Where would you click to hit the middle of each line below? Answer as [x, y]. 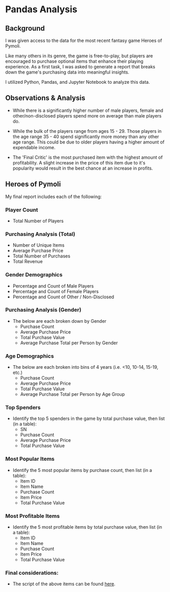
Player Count [22, 209]
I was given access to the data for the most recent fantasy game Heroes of [84, 40]
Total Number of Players [38, 221]
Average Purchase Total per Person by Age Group [73, 394]
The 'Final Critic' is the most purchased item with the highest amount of [88, 157]
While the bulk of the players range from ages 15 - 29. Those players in [87, 131]
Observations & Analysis [45, 98]
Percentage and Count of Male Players [53, 286]
